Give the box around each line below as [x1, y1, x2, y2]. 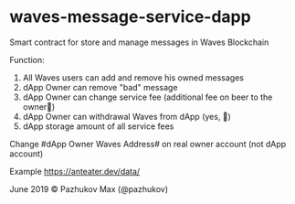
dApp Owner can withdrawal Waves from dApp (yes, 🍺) [22, 111, 231, 122]
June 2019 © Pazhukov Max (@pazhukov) [9, 183, 169, 194]
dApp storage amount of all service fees [22, 121, 174, 132]
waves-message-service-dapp [9, 6, 251, 27]
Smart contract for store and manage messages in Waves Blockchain [9, 37, 269, 48]
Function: [9, 54, 46, 65]
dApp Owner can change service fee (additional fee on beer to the [22, 91, 273, 102]
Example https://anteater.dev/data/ [9, 166, 141, 177]
